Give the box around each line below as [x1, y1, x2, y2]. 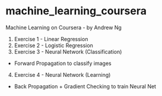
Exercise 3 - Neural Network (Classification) [14, 48, 122, 55]
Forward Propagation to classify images [14, 60, 112, 67]
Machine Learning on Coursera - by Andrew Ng [5, 24, 122, 31]
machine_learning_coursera [5, 4, 147, 18]
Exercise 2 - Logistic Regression [14, 42, 93, 49]
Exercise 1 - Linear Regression [14, 35, 88, 42]
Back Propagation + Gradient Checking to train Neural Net [14, 82, 157, 90]
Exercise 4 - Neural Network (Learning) [14, 71, 111, 78]
